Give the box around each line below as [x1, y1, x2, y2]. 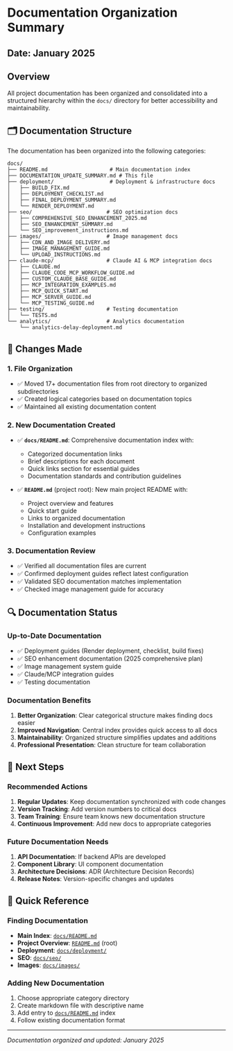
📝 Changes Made [7, 343, 83, 354]
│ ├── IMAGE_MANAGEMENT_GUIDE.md [7, 245, 110, 253]
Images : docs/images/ [17, 961, 80, 969]
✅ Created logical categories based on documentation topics [17, 394, 192, 403]
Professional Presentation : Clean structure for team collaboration [17, 741, 207, 749]
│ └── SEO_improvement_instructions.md [7, 227, 129, 234]
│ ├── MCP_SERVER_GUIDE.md [7, 293, 92, 301]
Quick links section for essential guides [27, 465, 140, 473]
